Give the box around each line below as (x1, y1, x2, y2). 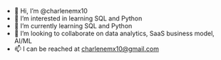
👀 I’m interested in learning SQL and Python (14, 14, 143, 23)
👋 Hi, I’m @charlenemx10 (14, 7, 88, 15)
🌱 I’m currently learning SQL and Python (14, 22, 133, 30)
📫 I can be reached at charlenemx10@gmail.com (14, 44, 159, 53)
